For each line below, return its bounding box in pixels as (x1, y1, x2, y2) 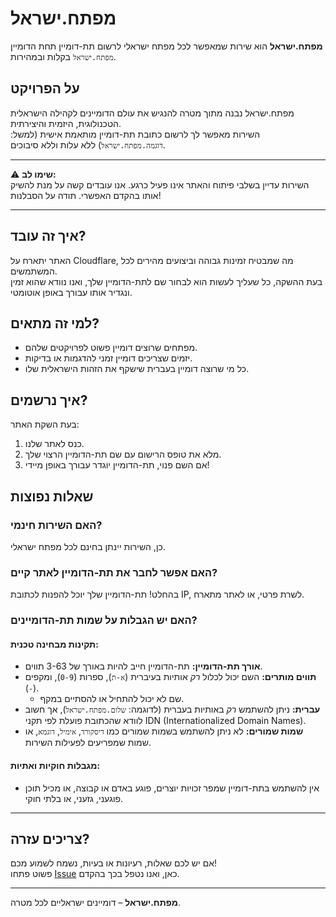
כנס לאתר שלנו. (24, 438, 85, 450)
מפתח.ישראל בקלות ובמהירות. (10, 50, 117, 62)
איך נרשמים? (10, 392, 88, 409)
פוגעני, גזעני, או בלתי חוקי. (24, 792, 124, 804)
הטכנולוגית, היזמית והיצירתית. (10, 117, 122, 129)
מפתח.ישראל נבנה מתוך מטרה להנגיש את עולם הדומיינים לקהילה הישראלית (10, 107, 295, 119)
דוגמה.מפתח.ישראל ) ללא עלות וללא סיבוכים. (10, 138, 166, 151)
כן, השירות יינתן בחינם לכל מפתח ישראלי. (10, 540, 166, 552)
